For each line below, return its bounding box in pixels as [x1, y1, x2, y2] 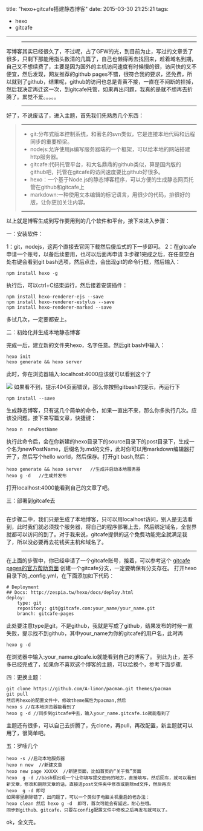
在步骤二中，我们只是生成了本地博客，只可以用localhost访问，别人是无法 [6, 516, 188, 523]
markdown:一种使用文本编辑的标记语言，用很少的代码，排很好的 [30, 191, 191, 198]
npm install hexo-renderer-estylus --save [6, 299, 115, 305]
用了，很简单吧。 [6, 730, 49, 736]
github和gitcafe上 [40, 184, 85, 190]
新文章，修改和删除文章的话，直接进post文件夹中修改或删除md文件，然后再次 [6, 781, 171, 787]
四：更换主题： [6, 674, 43, 681]
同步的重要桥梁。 [30, 138, 73, 145]
